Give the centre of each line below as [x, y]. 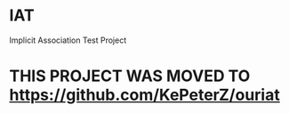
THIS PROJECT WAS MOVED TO [130, 76]
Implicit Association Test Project [68, 40]
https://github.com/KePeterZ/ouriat [144, 95]
